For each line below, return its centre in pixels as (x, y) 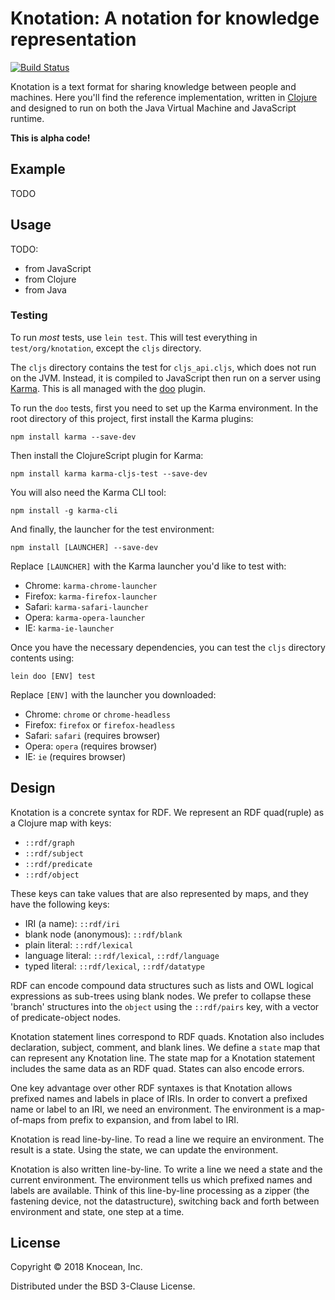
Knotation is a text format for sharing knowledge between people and (153, 86)
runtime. (27, 118)
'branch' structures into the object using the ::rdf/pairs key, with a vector (165, 1006)
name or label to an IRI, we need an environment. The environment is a (156, 1109)
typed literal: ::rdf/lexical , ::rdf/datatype (114, 966)
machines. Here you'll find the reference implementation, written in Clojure (164, 97)
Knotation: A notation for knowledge (165, 18)
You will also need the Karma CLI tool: (88, 492)
